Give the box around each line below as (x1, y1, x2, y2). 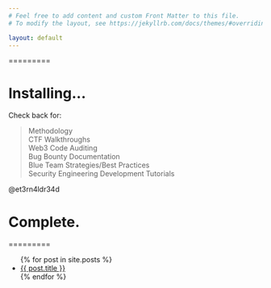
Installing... (8, 84, 86, 102)
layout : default (8, 34, 63, 42)
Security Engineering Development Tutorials (27, 169, 175, 179)
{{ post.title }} (19, 263, 66, 274)
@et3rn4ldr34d (8, 184, 60, 194)
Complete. (8, 212, 81, 231)
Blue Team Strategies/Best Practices (27, 160, 150, 170)
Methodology (27, 126, 73, 136)
